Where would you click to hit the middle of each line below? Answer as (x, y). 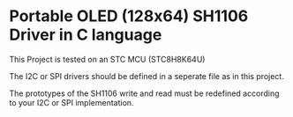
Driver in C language (86, 35)
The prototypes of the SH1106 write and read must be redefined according (144, 93)
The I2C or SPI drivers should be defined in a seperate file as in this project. (146, 76)
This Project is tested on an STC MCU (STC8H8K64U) (107, 59)
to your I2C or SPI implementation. (71, 102)
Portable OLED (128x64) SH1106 (129, 16)
